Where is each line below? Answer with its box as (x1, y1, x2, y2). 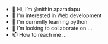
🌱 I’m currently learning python (11, 18, 88, 25)
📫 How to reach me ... (11, 32, 67, 38)
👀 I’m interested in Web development (11, 12, 102, 19)
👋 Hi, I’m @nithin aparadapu (11, 6, 80, 12)
